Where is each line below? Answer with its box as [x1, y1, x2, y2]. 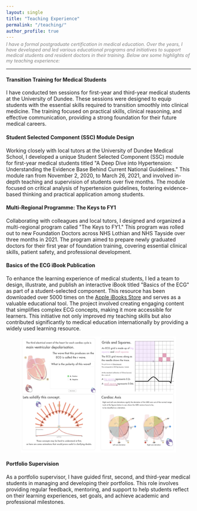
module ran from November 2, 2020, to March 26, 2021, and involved [6, 172, 174, 179]
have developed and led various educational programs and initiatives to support [6, 47, 181, 53]
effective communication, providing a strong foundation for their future [6, 114, 177, 121]
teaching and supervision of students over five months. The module [21, 178, 185, 185]
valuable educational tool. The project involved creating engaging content [6, 300, 185, 307]
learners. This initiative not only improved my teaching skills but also [6, 312, 171, 320]
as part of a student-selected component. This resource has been [6, 288, 165, 295]
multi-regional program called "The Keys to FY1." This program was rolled [6, 223, 184, 231]
